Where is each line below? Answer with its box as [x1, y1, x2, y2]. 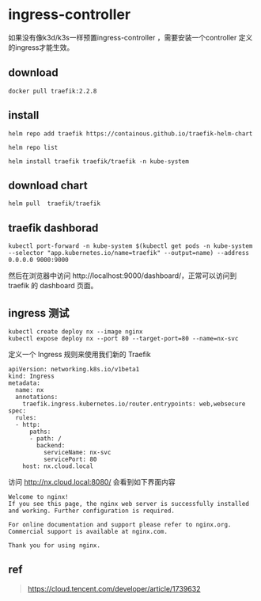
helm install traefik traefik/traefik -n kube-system [8, 157, 190, 165]
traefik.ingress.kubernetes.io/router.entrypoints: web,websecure [22, 400, 246, 408]
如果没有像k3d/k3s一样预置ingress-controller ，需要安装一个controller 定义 [8, 32, 253, 42]
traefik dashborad [8, 221, 99, 234]
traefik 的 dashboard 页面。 [8, 281, 98, 291]
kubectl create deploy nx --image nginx [8, 328, 144, 336]
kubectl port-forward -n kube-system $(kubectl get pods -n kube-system [8, 242, 253, 250]
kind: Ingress [8, 372, 55, 380]
